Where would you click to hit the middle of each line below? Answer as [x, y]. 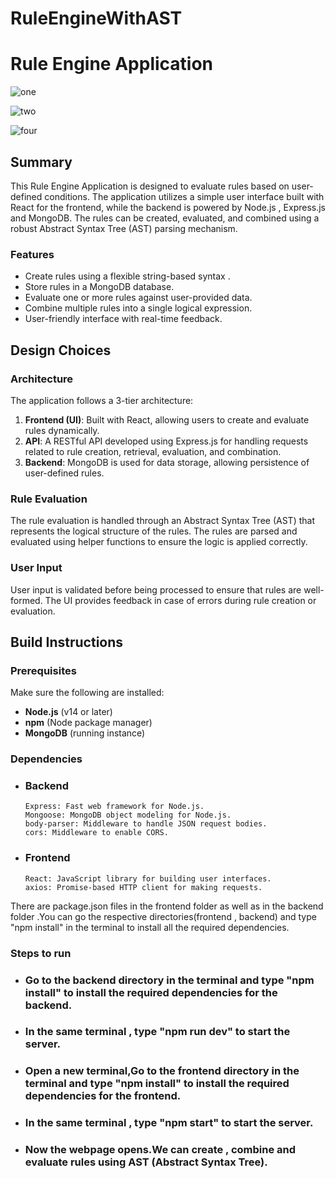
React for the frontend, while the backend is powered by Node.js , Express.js [168, 207]
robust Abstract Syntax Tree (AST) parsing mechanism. [124, 228]
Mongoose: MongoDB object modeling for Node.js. [128, 815]
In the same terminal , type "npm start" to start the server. [169, 1123]
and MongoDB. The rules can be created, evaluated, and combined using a [165, 218]
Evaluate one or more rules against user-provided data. [138, 298]
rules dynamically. [62, 430]
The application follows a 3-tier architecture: [102, 400]
